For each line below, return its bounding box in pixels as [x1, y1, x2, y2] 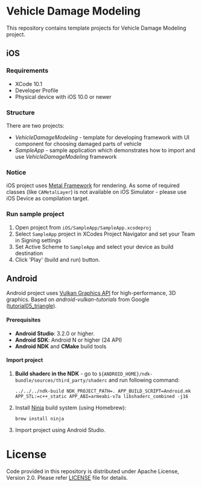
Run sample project [6, 210, 65, 219]
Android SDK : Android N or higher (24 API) [14, 336, 123, 343]
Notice [6, 168, 27, 176]
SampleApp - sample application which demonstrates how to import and [14, 147, 196, 154]
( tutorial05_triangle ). [6, 302, 57, 310]
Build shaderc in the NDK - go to [14, 369, 98, 377]
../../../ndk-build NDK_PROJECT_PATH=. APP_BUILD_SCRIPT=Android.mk [14, 388, 191, 394]
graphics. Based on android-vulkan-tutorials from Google [6, 296, 150, 303]
